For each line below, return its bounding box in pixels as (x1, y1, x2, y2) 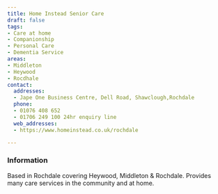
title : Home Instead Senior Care (7, 10, 104, 17)
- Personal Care (7, 42, 54, 49)
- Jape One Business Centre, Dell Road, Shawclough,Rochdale (13, 95, 195, 102)
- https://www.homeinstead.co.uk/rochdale (13, 127, 139, 134)
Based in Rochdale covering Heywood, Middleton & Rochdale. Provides (7, 171, 211, 179)
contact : (7, 81, 33, 88)
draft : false (7, 17, 45, 24)
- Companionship (7, 36, 54, 43)
